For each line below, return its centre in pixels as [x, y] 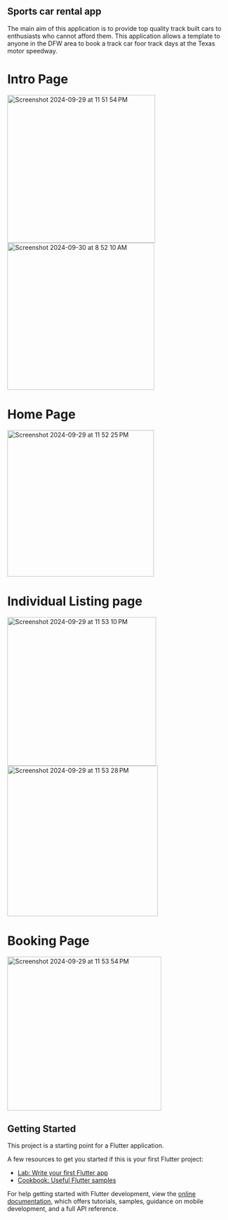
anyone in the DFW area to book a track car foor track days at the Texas [111, 43]
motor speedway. [32, 51]
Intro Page [38, 79]
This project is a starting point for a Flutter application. [86, 1146]
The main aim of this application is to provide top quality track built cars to [114, 28]
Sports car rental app [54, 12]
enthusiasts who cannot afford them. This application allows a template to [114, 36]
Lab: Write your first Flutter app [63, 1173]
